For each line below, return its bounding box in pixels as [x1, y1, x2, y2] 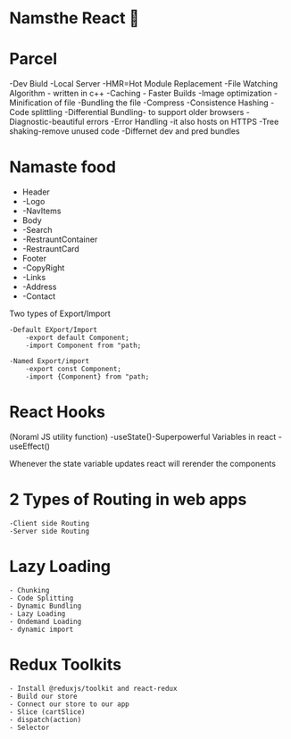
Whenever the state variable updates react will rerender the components [9, 459, 277, 469]
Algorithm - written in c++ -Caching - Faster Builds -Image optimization [9, 88, 272, 99]
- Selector [9, 723, 50, 732]
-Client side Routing [9, 519, 90, 527]
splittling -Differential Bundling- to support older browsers [30, 107, 245, 118]
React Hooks [9, 402, 105, 422]
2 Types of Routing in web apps [9, 490, 247, 510]
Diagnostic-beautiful [9, 116, 85, 128]
